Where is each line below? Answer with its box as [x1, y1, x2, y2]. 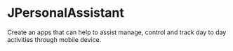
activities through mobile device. [7, 35, 102, 43]
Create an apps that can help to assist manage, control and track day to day [7, 28, 227, 36]
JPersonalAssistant [7, 5, 125, 21]
